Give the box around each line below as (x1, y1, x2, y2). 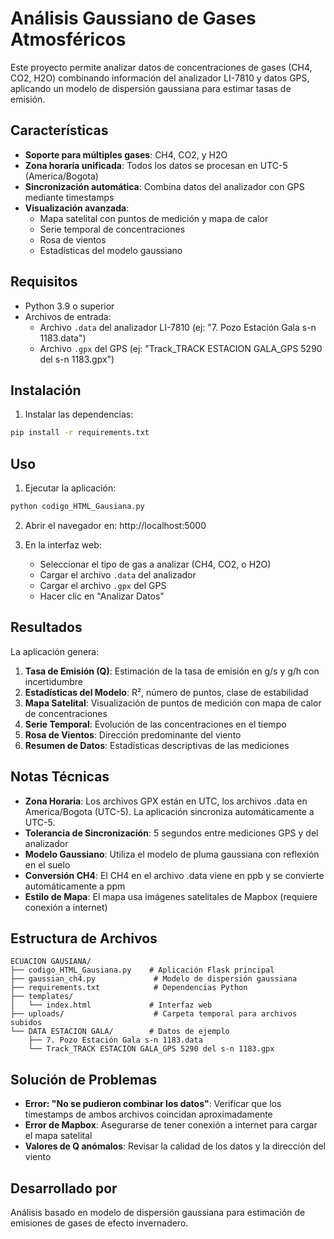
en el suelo (24, 858, 71, 871)
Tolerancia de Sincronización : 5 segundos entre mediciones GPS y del (24, 827, 319, 839)
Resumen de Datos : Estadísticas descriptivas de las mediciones (24, 739, 290, 751)
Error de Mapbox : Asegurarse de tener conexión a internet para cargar (24, 1119, 318, 1131)
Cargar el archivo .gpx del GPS (39, 579, 167, 591)
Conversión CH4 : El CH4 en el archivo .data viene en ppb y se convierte (24, 869, 325, 881)
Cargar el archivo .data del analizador (39, 568, 197, 581)
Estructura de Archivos (10, 930, 158, 947)
